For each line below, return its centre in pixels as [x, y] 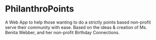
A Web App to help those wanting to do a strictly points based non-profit [78, 22]
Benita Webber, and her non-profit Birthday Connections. [62, 32]
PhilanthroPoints [39, 9]
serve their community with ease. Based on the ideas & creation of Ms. [76, 27]
